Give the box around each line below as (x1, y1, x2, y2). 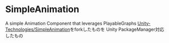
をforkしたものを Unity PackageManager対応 (70, 26, 164, 32)
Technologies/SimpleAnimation (5, 26, 70, 32)
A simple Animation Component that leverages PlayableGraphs (5, 20, 137, 26)
